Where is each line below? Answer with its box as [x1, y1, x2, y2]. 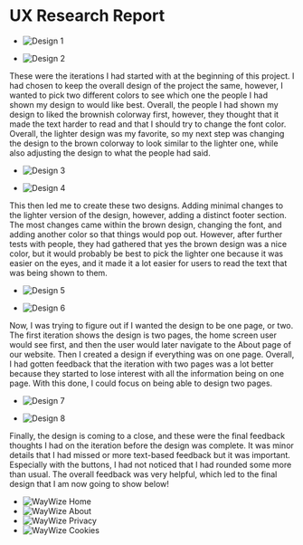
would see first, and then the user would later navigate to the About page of [9, 339, 292, 349]
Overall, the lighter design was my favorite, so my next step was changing [9, 128, 285, 139]
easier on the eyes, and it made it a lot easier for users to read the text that [9, 257, 288, 268]
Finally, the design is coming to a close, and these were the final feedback [9, 430, 286, 441]
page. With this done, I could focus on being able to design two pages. [9, 378, 273, 388]
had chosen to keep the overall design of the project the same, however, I [9, 80, 283, 91]
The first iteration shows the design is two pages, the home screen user [9, 330, 278, 340]
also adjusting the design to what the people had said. [9, 147, 211, 158]
